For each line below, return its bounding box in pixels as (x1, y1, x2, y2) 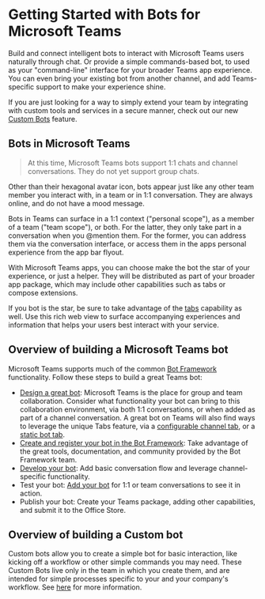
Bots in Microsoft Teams (8, 137, 131, 151)
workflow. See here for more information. (8, 582, 142, 592)
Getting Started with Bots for (8, 6, 201, 24)
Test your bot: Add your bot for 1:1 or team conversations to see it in (19, 480, 241, 489)
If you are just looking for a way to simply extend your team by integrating (8, 97, 248, 107)
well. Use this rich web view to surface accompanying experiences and (8, 311, 240, 321)
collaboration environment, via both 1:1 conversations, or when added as (19, 405, 256, 414)
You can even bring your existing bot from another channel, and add (8, 73, 231, 83)
